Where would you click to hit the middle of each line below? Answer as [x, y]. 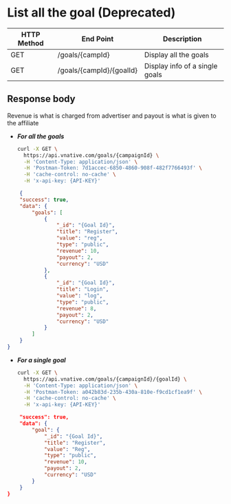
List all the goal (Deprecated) [91, 13]
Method [31, 43]
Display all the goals [177, 54]
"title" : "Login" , [82, 290]
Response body [41, 99]
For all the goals [41, 136]
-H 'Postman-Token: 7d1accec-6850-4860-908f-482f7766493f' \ [113, 168]
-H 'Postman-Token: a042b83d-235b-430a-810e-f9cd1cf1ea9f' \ [113, 392]
